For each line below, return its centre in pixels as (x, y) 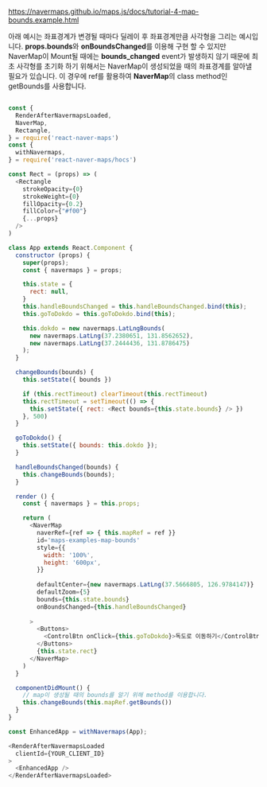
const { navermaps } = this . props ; (81, 504)
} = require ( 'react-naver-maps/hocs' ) (72, 160)
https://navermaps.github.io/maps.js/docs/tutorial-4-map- (104, 12)
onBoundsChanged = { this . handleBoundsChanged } (112, 607)
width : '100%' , (68, 555)
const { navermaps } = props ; (73, 270)
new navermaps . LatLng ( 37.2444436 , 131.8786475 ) (110, 343)
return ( (37, 518)
